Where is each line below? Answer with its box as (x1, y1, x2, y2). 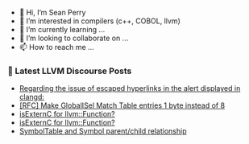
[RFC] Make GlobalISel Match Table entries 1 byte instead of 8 (19, 101, 226, 110)
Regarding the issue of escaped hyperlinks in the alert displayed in (19, 84, 241, 93)
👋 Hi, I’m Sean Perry (19, 8, 86, 17)
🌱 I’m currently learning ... (19, 25, 106, 34)
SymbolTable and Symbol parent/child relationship (19, 126, 187, 136)
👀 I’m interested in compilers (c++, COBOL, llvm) (19, 16, 181, 26)
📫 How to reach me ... (19, 43, 94, 51)
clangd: (19, 93, 45, 102)
